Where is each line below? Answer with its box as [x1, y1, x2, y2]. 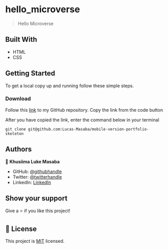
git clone [5, 127, 26, 132]
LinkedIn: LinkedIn [12, 179, 51, 185]
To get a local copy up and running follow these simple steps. [5, 83, 134, 89]
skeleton [5, 131, 24, 136]
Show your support [5, 194, 68, 203]
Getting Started [5, 69, 55, 78]
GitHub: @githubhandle [12, 168, 62, 175]
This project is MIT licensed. [5, 238, 65, 244]
